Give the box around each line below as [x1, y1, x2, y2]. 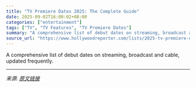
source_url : [6, 35, 35, 41]
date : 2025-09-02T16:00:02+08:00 [6, 14, 87, 20]
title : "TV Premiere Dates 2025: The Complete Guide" [6, 8, 140, 14]
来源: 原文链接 [6, 75, 40, 82]
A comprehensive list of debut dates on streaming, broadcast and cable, [6, 52, 180, 58]
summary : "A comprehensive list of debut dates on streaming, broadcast [6, 30, 187, 36]
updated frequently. [6, 57, 54, 64]
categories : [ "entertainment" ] [6, 19, 82, 25]
